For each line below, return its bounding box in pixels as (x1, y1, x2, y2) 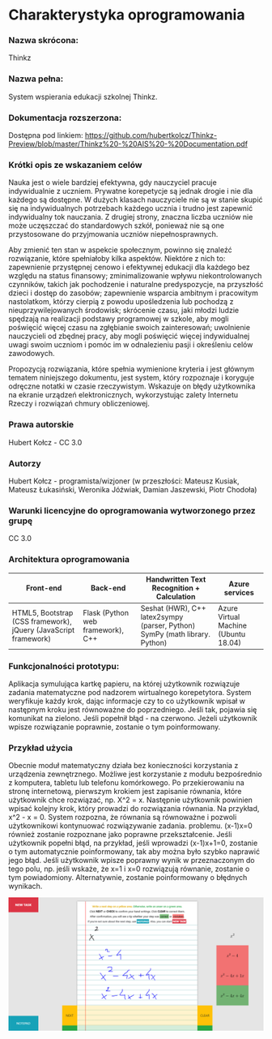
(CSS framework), (11, 616, 72, 626)
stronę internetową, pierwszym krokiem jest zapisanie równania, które (8, 787, 242, 796)
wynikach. (8, 882, 43, 891)
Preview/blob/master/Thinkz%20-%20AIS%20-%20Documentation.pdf (8, 140, 249, 149)
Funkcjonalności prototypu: (8, 660, 120, 672)
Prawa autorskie (8, 419, 74, 431)
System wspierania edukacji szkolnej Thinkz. (8, 92, 158, 101)
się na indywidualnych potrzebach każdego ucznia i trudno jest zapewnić (8, 204, 253, 213)
